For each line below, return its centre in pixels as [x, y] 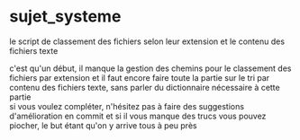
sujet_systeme [65, 17]
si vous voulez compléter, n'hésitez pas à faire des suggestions [127, 106]
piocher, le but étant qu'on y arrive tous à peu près [103, 125]
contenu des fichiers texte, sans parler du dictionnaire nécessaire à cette [145, 87]
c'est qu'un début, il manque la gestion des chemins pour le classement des [150, 68]
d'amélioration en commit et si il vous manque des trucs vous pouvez [138, 116]
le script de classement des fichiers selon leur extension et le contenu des [147, 41]
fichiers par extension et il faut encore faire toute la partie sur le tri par [140, 77]
